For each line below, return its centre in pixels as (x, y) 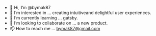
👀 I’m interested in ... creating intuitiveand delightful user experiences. (80, 13)
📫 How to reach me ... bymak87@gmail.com (55, 28)
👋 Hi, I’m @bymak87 (30, 8)
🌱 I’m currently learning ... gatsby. (44, 18)
